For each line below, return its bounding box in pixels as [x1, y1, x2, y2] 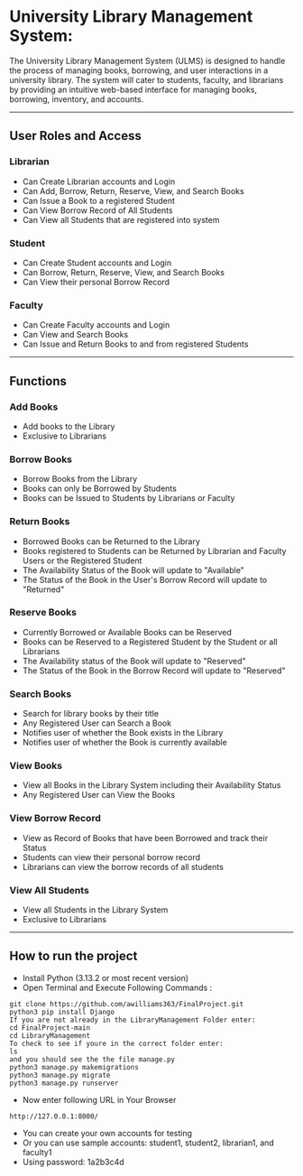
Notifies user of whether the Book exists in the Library [22, 727, 224, 738]
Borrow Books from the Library [22, 474, 138, 485]
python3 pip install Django [9, 1007, 115, 1016]
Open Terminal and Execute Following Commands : [22, 982, 213, 993]
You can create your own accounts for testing [22, 1127, 192, 1138]
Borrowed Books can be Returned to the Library [22, 535, 201, 547]
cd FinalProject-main [9, 1023, 91, 1032]
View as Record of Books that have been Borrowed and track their [22, 832, 269, 843]
